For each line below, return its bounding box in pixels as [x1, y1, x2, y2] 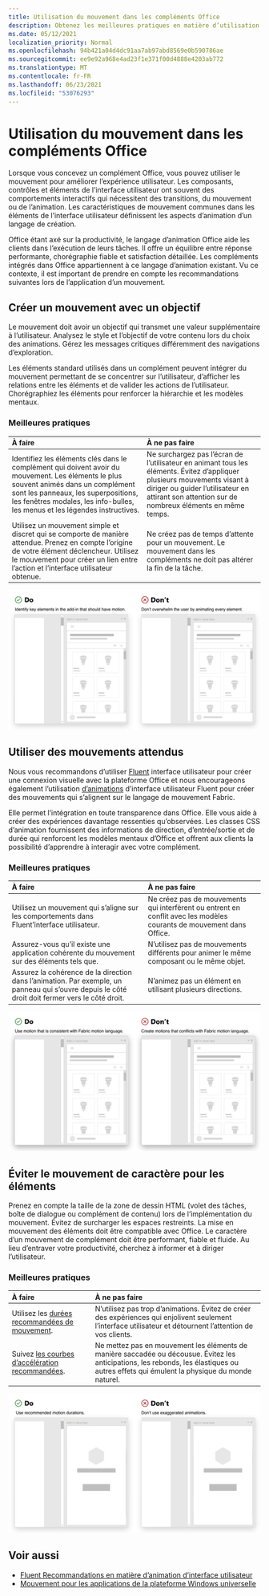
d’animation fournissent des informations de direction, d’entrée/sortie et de [8, 825, 255, 835]
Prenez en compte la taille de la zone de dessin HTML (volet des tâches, [8, 1200, 247, 1211]
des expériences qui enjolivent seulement [94, 1313, 232, 1322]
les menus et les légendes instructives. [11, 505, 140, 514]
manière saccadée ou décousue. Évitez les [94, 1349, 236, 1359]
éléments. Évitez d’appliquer [147, 466, 240, 477]
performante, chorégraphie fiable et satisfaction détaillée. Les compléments [8, 252, 259, 262]
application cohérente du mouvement [11, 948, 135, 957]
